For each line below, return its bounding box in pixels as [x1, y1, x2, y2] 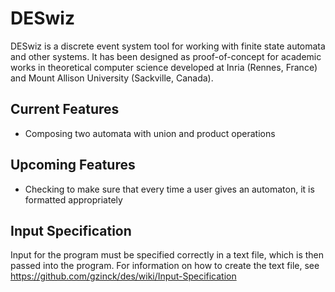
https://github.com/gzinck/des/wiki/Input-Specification [10, 270, 237, 282]
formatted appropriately [24, 193, 123, 206]
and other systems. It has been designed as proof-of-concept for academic [10, 50, 322, 62]
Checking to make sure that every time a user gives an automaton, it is [24, 183, 315, 195]
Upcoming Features [10, 157, 136, 174]
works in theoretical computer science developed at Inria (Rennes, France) [10, 61, 318, 73]
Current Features [10, 101, 120, 118]
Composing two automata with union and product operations [24, 127, 276, 139]
